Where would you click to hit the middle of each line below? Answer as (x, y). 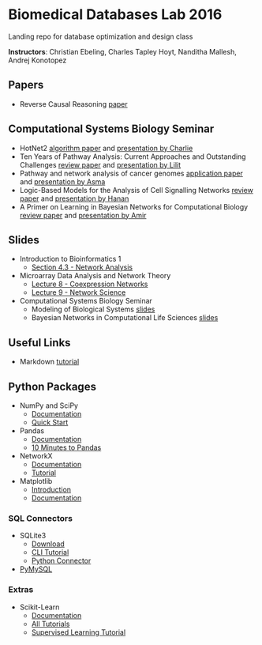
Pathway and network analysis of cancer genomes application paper (131, 173)
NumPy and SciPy (49, 405)
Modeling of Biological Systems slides (93, 309)
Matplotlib (36, 481)
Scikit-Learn (39, 607)
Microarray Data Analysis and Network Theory (95, 276)
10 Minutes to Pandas (66, 447)
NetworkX (36, 456)
